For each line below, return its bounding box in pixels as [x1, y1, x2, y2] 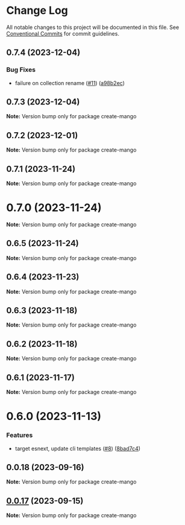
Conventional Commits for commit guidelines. [6, 30, 119, 37]
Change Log [6, 4, 68, 17]
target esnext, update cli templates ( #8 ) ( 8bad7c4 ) [14, 445, 140, 452]
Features [6, 431, 33, 439]
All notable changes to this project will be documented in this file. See [6, 24, 180, 31]
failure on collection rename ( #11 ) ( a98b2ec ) [14, 79, 125, 86]
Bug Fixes [6, 66, 36, 74]
